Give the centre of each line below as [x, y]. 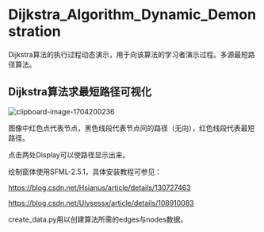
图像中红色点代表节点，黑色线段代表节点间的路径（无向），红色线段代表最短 [132, 128]
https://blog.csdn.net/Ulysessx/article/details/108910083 [101, 203]
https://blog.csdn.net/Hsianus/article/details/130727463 [100, 188]
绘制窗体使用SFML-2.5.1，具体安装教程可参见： [85, 172]
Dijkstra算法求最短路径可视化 [80, 92]
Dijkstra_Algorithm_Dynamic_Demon [132, 15]
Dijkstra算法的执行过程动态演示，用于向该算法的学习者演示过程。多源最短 [128, 54]
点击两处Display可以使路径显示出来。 [69, 155]
